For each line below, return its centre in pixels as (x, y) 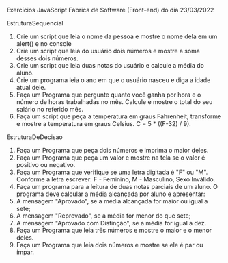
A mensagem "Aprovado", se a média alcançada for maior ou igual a (112, 201)
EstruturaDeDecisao (34, 137)
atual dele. (31, 87)
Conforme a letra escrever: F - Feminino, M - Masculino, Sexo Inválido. (116, 179)
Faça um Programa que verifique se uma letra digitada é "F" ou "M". (112, 172)
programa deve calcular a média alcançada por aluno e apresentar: (111, 194)
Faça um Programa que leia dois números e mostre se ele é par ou (110, 245)
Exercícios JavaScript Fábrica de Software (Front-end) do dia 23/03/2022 (110, 10)
